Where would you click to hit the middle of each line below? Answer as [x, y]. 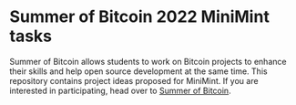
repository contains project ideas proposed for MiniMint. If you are [134, 80]
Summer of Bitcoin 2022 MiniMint [140, 17]
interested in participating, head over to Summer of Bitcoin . [120, 90]
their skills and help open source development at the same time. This [138, 71]
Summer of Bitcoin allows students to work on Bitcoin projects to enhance [148, 61]
